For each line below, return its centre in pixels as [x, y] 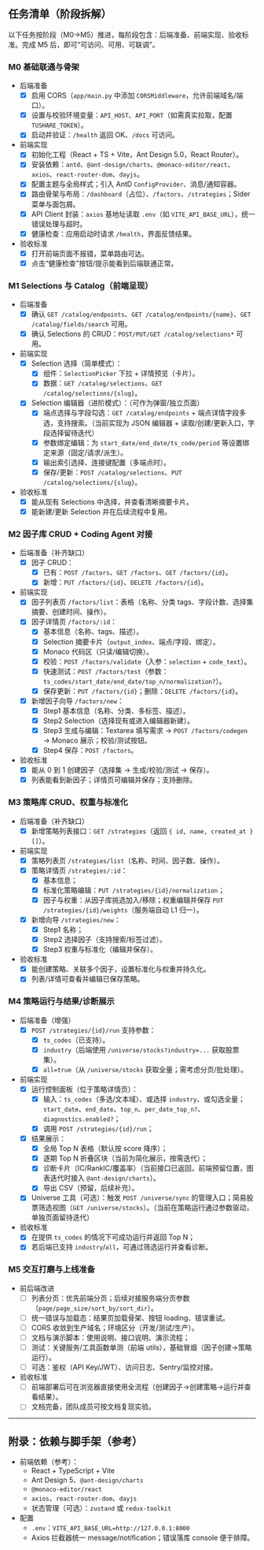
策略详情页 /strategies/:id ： [79, 870]
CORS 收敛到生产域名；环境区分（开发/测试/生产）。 [115, 1328]
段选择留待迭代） [71, 433]
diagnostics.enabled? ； [82, 1119]
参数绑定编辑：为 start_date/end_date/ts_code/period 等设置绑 [146, 442]
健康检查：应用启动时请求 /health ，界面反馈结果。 [114, 233]
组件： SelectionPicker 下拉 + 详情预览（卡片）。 [121, 374]
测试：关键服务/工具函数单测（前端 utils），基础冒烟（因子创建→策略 [141, 1347]
